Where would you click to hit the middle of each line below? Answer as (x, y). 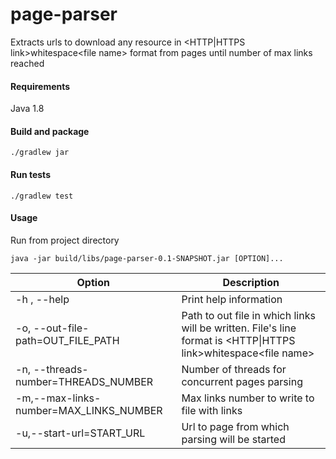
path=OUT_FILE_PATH (67, 340)
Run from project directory (65, 240)
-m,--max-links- (58, 398)
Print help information (232, 299)
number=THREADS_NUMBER (84, 381)
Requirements (40, 86)
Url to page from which (235, 426)
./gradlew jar (40, 153)
